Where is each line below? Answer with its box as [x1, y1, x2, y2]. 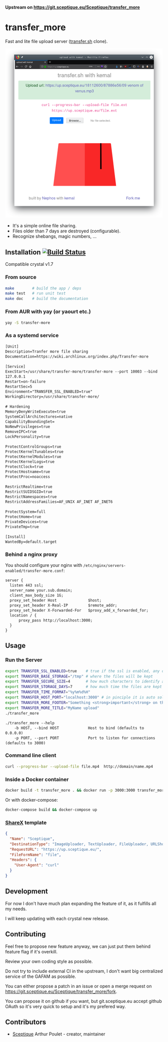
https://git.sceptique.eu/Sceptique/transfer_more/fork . [5, 988, 117, 994]
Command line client [5, 752, 56, 759]
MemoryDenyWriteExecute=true [5, 409, 66, 414]
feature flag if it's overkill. [5, 948, 58, 954]
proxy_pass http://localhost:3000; [18, 618, 93, 623]
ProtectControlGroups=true [5, 444, 61, 449]
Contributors [5, 1017, 46, 1026]
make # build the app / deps [5, 285, 81, 291]
